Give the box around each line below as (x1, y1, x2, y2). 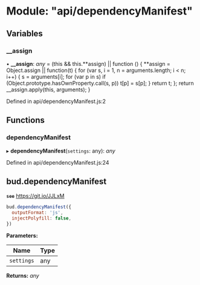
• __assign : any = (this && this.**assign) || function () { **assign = (6, 60, 170, 67)
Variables (6, 28, 44, 39)
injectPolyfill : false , (11, 215, 71, 221)
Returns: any (6, 272, 39, 279)
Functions (6, 115, 45, 125)
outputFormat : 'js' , (11, 210, 63, 216)
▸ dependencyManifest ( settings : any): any (6, 147, 116, 154)
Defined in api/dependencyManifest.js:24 (6, 159, 109, 166)
